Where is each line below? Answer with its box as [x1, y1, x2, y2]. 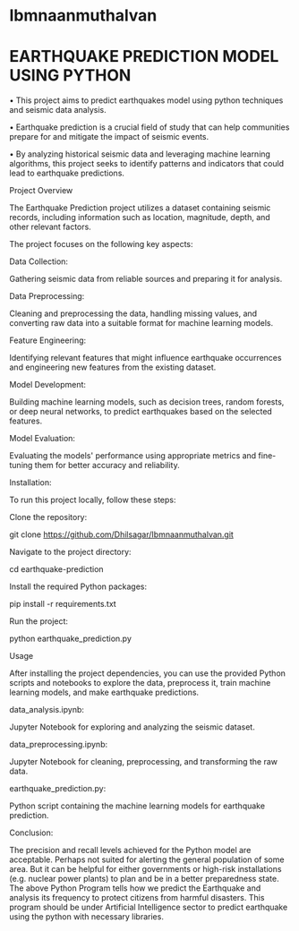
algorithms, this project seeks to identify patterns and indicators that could [9, 158, 285, 169]
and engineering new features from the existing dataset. [9, 362, 217, 372]
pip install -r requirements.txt [9, 599, 116, 610]
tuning [9, 460, 33, 471]
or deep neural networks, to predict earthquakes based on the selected [9, 406, 273, 417]
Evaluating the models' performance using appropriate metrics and [9, 450, 257, 461]
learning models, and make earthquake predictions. [9, 687, 200, 698]
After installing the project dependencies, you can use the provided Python [9, 668, 286, 679]
